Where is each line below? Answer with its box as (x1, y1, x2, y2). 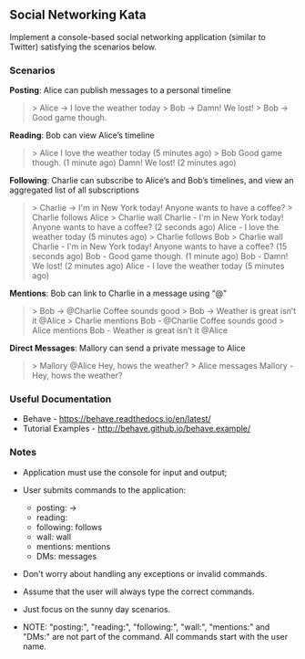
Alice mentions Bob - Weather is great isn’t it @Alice (31, 325, 229, 336)
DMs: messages (36, 550, 97, 561)
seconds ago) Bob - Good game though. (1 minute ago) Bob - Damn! (31, 251, 289, 262)
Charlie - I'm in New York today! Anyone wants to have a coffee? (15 (31, 241, 288, 252)
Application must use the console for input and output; (22, 466, 228, 477)
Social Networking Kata (9, 7, 147, 23)
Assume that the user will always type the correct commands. (22, 586, 255, 597)
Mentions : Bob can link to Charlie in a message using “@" (9, 288, 228, 299)
